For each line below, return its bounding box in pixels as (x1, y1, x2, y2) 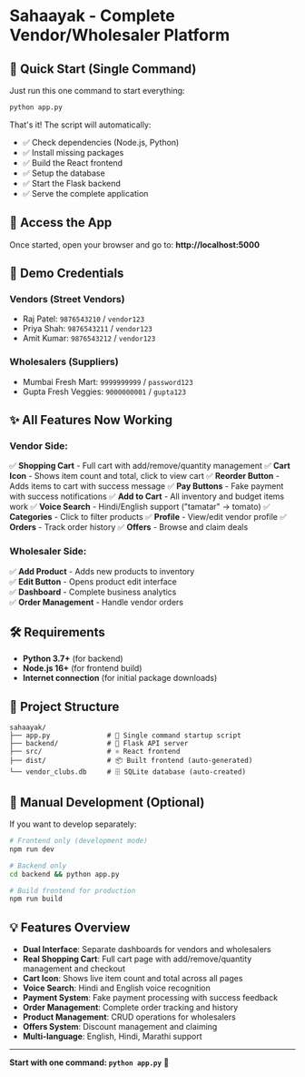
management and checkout (22, 963, 125, 974)
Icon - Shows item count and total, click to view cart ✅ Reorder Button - (9, 471, 280, 482)
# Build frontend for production (9, 886, 136, 895)
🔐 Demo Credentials (9, 266, 124, 281)
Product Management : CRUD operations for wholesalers (22, 1011, 236, 1022)
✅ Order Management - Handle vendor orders (9, 596, 184, 607)
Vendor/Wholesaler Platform (9, 25, 231, 46)
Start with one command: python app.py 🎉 (9, 1057, 170, 1068)
